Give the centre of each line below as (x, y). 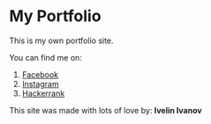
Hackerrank (43, 93)
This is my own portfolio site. (61, 40)
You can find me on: (45, 57)
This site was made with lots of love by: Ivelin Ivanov (105, 110)
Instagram (40, 84)
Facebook (40, 74)
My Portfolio (55, 16)
